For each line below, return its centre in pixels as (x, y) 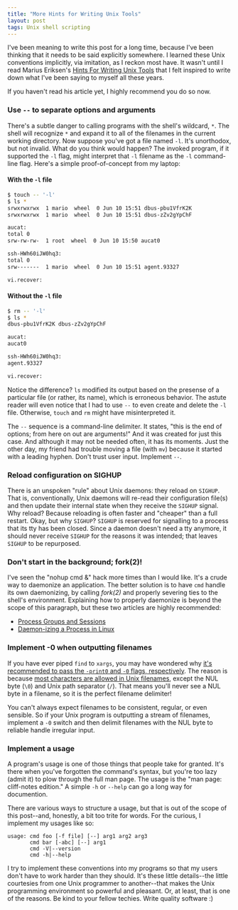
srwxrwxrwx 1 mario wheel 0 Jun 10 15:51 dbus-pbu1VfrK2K (100, 208)
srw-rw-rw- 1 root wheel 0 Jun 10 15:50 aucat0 (84, 241)
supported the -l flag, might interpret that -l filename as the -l (100, 156)
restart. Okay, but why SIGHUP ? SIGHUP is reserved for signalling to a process (118, 521)
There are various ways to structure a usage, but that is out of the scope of (117, 808)
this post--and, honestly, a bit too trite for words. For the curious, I (104, 815)
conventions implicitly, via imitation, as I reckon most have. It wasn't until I (115, 63)
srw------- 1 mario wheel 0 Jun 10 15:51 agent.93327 (93, 267)
